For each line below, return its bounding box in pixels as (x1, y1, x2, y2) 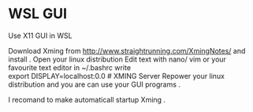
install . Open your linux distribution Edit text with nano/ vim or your (8, 54, 227, 64)
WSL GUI (8, 5, 68, 23)
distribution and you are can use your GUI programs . (8, 80, 181, 89)
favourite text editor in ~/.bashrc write (8, 62, 132, 72)
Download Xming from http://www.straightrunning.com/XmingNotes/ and (8, 46, 246, 55)
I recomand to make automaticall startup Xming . (8, 95, 166, 104)
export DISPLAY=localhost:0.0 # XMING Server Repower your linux (8, 71, 225, 80)
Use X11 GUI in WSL (8, 31, 73, 40)
